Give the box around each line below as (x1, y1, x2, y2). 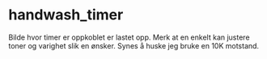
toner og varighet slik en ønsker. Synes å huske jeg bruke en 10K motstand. (8, 40, 260, 50)
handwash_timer (8, 6, 124, 24)
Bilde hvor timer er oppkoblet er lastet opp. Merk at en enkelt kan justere (8, 32, 250, 42)
